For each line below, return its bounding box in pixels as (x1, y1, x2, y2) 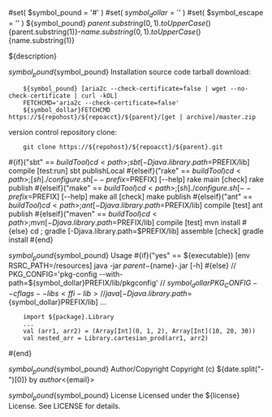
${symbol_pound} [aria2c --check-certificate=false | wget (23, 84, 227, 92)
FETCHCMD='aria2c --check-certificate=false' (23, 98, 180, 107)
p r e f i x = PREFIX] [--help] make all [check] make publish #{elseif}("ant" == (8, 191, 253, 201)
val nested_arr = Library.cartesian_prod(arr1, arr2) (23, 334, 209, 342)
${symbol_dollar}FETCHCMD (23, 105, 111, 114)
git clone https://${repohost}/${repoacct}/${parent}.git (23, 143, 223, 151)
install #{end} (8, 234, 54, 244)
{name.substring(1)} (8, 35, 76, 45)
